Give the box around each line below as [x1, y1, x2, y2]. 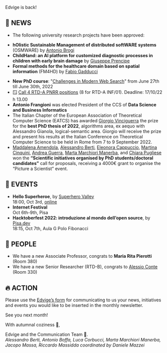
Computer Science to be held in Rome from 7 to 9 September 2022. [12, 139, 152, 145]
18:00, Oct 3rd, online [12, 199, 57, 205]
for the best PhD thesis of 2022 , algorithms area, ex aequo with [12, 123, 145, 129]
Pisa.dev [12, 220, 31, 226]
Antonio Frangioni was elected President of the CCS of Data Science [12, 101, 156, 107]
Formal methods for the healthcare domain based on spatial [12, 63, 140, 69]
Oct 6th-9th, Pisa [12, 209, 49, 215]
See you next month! [5, 312, 48, 318]
